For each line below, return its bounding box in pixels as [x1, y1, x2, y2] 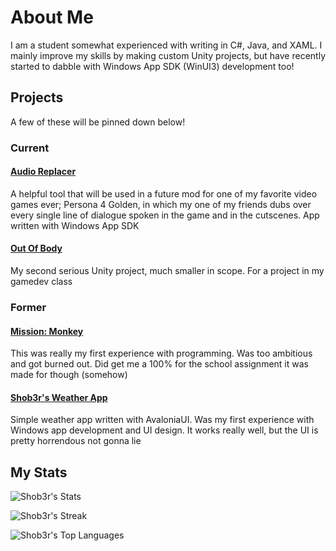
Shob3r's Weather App [10, 391, 108, 403]
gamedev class [10, 276, 73, 288]
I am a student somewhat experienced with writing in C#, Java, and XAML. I [10, 39, 323, 51]
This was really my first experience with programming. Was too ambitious [10, 347, 313, 360]
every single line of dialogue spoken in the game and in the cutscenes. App [10, 209, 320, 221]
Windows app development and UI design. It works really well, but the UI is [10, 424, 319, 436]
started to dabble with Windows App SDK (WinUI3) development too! [10, 60, 295, 72]
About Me [10, 6, 94, 29]
